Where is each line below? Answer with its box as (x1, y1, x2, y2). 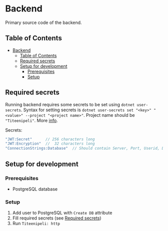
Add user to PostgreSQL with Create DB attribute (12, 210, 112, 216)
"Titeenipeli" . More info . (5, 117, 58, 123)
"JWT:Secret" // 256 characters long (5, 137, 95, 142)
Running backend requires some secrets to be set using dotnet (5, 101, 135, 107)
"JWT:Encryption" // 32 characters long (5, 141, 95, 146)
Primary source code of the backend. (5, 19, 82, 25)
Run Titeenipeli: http (12, 221, 60, 227)
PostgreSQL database (12, 186, 58, 192)
